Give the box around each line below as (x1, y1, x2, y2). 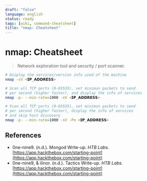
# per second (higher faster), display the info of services (5, 109, 134, 114)
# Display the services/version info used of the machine (5, 72, 127, 78)
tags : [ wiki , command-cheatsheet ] (5, 21, 76, 26)
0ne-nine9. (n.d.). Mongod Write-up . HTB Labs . (12, 144, 110, 150)
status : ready (5, 16, 35, 21)
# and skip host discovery (5, 113, 61, 118)
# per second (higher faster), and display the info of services (5, 90, 142, 95)
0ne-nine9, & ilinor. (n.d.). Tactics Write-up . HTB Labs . (12, 160, 123, 166)
